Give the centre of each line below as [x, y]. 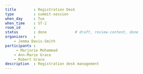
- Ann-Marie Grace [32, 55]
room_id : [20, 28]
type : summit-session [37, 14]
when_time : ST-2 [26, 23]
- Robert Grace [29, 59]
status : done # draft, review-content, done [72, 32]
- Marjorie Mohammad [37, 50]
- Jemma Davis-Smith [35, 41]
